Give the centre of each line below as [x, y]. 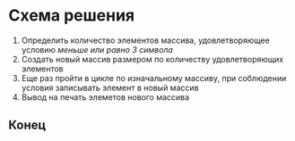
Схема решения [72, 16]
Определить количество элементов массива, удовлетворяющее [145, 40]
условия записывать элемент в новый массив [110, 87]
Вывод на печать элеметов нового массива [105, 97]
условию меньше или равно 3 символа [97, 49]
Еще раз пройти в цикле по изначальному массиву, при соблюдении [154, 78]
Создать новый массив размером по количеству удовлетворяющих [152, 59]
